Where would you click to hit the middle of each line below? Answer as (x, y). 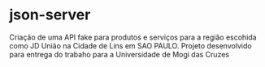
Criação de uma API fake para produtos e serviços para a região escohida (133, 37)
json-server (50, 15)
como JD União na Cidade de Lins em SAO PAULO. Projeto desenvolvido (130, 45)
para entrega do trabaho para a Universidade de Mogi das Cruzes (119, 54)
